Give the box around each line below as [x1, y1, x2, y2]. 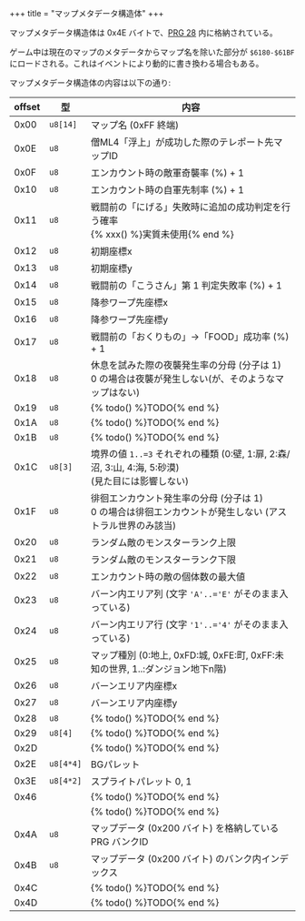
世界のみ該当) [117, 520, 177, 531]
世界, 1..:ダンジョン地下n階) [108, 663, 227, 675]
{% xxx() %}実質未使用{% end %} [90, 228, 234, 240]
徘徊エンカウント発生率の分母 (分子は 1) [90, 492, 263, 504]
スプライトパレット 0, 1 [90, 775, 192, 787]
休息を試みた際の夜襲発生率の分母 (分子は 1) [90, 359, 281, 371]
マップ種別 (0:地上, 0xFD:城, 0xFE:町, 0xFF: [90, 649, 275, 662]
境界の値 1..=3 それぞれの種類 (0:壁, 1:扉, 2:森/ [90, 448, 290, 460]
